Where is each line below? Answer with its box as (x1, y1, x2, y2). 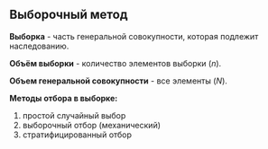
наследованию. (9, 40, 69, 51)
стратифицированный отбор (22, 129, 133, 140)
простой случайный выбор (22, 110, 126, 120)
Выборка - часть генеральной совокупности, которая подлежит (9, 31, 259, 41)
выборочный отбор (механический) (22, 119, 161, 130)
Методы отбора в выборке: (9, 92, 118, 103)
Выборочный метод (9, 7, 128, 22)
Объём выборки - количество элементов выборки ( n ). (9, 57, 222, 68)
